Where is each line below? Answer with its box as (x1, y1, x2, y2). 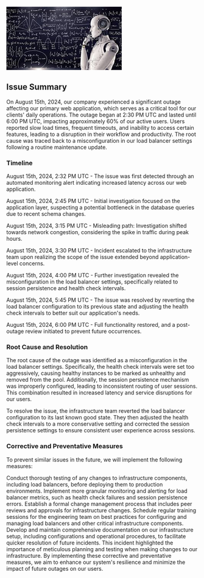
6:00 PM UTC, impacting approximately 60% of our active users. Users (6, 117, 185, 125)
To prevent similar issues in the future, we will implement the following (6, 455, 183, 463)
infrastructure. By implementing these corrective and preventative (6, 552, 172, 559)
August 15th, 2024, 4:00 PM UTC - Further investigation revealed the (6, 272, 179, 279)
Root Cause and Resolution (6, 343, 88, 351)
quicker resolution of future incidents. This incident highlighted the (6, 539, 174, 546)
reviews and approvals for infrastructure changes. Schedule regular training (6, 507, 197, 514)
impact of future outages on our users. (6, 565, 104, 572)
